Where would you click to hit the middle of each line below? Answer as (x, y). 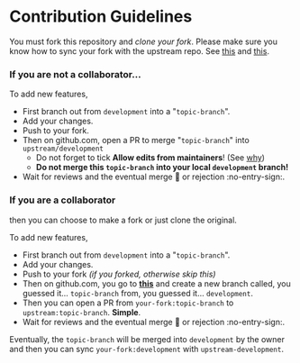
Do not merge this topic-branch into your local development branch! (162, 168)
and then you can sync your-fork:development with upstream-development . (146, 349)
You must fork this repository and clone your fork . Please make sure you (143, 41)
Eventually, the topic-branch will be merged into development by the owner (147, 339)
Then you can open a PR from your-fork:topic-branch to (128, 303)
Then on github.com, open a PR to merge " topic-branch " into (136, 141)
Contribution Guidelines (101, 17)
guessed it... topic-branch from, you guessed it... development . (138, 293)
